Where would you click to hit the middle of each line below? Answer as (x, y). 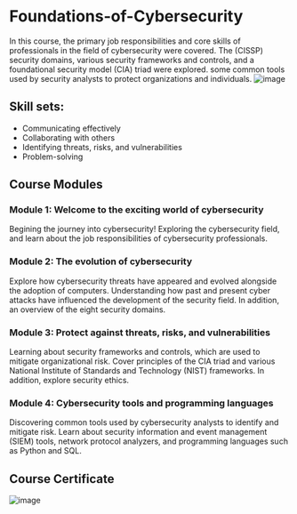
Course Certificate (62, 479)
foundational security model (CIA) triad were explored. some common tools (147, 69)
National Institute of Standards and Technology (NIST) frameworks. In (137, 371)
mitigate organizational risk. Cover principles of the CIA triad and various (142, 361)
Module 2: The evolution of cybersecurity (101, 261)
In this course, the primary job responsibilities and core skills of (125, 41)
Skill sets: (37, 107)
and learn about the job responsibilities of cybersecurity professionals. (139, 238)
